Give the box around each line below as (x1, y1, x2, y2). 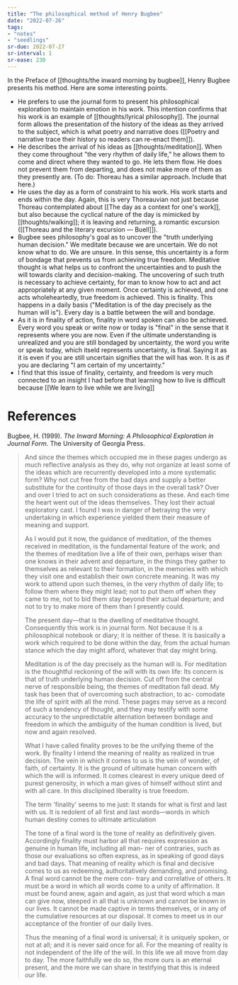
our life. (24, 970, 47, 979)
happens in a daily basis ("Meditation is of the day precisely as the (17, 300, 212, 309)
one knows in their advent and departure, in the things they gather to (24, 557, 226, 565)
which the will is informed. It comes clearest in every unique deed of (24, 771, 225, 779)
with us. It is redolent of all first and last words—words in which (24, 807, 210, 816)
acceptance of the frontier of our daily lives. (24, 919, 154, 928)
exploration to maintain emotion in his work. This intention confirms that (17, 104, 227, 113)
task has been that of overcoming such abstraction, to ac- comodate (24, 689, 225, 698)
